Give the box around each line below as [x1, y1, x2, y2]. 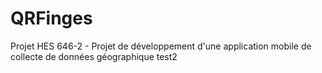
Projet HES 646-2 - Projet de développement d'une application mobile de [10, 40, 312, 52]
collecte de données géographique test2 [10, 50, 178, 62]
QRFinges [10, 7, 93, 30]
